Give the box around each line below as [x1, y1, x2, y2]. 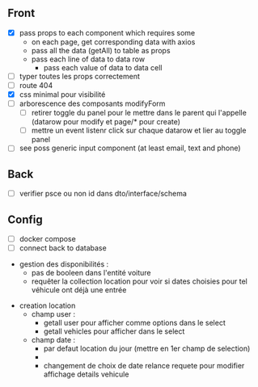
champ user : [31, 309, 76, 319]
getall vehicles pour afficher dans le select [43, 326, 185, 336]
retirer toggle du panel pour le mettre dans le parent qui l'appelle [31, 108, 247, 118]
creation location [19, 301, 76, 310]
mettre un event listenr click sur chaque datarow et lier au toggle [31, 125, 247, 136]
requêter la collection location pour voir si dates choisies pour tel [31, 276, 247, 286]
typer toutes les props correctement [19, 71, 141, 81]
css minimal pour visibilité [19, 90, 106, 99]
